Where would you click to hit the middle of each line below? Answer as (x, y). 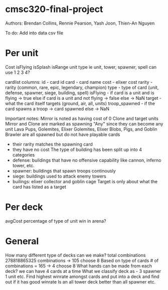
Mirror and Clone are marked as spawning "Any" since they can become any (84, 123)
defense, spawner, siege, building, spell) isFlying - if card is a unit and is (80, 93)
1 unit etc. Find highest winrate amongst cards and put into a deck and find (82, 276)
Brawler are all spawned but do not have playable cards (63, 134)
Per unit (22, 53)
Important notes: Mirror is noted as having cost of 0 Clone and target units (82, 118)
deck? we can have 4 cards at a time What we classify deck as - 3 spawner (83, 271)
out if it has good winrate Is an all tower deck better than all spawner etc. (80, 281)
